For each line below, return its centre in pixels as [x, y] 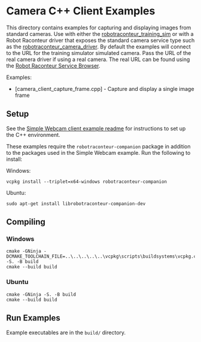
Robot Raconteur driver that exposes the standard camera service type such [100, 40]
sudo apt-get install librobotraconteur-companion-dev [76, 204]
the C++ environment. [33, 135]
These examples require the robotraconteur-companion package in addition [98, 146]
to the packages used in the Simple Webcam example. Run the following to [98, 152]
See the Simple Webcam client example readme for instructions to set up [96, 128]
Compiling [26, 222]
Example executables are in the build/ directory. [66, 332]
